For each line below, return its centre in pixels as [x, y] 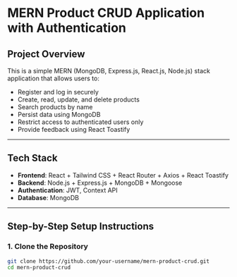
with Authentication [67, 28]
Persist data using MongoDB [59, 115]
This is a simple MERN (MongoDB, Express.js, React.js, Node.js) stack [109, 71]
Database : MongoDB [48, 197]
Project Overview [46, 54]
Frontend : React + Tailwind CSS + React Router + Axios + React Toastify [123, 175]
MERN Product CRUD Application [106, 13]
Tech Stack [32, 158]
